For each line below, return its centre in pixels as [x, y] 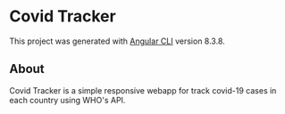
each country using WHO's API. [67, 100]
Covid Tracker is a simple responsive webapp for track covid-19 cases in [143, 90]
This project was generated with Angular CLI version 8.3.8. [117, 41]
